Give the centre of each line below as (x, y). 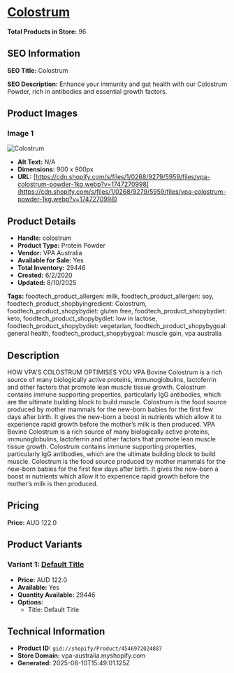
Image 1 (21, 134)
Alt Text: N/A (36, 162)
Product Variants (45, 545)
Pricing (23, 505)
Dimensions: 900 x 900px (56, 169)
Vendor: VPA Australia (50, 253)
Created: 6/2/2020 (45, 275)
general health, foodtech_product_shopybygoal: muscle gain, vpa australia (115, 334)
